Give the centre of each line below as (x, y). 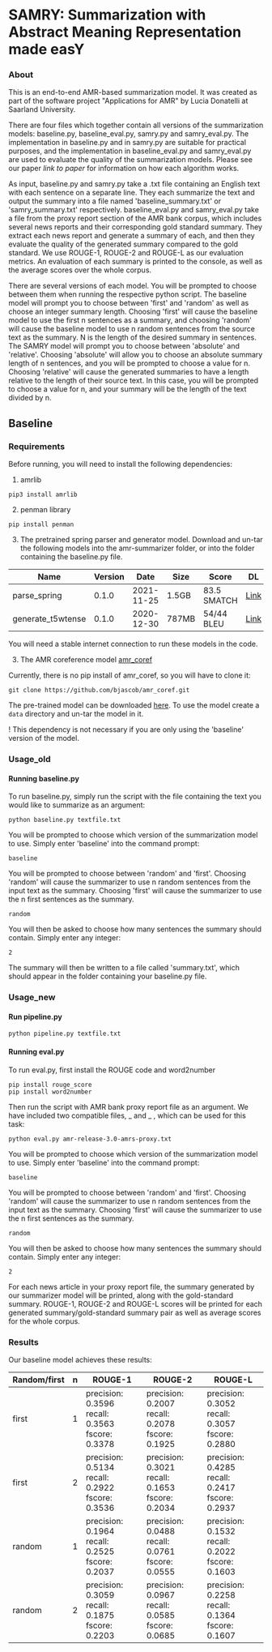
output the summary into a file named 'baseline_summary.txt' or (115, 201)
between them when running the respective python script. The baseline (127, 294)
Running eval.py (36, 1052)
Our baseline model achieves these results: (80, 1359)
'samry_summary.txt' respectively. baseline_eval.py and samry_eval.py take (134, 210)
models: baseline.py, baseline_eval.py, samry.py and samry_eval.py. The (129, 134)
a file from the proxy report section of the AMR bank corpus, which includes (135, 218)
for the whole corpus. (45, 1321)
